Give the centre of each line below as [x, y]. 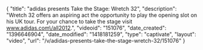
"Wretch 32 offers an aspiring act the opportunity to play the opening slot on [102, 15]
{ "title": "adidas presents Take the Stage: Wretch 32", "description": [92, 9]
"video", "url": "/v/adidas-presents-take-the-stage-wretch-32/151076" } [96, 41]
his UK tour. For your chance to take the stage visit [69, 21]
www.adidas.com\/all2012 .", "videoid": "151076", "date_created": [86, 28]
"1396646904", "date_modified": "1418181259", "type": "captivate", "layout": [101, 34]
